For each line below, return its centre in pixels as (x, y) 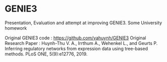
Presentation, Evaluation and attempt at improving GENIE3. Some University (83, 23)
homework (16, 28)
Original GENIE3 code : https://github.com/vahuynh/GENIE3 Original (75, 38)
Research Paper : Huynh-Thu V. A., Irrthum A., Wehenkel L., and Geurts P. (81, 43)
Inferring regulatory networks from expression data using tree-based (76, 48)
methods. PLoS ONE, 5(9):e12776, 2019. (46, 54)
